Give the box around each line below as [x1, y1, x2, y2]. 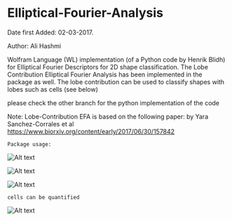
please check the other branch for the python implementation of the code [7, 98, 219, 107]
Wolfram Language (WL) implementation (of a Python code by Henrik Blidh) [7, 55, 226, 64]
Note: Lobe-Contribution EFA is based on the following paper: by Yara [7, 112, 209, 121]
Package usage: [7, 140, 52, 148]
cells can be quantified [7, 194, 80, 201]
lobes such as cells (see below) [7, 85, 98, 93]
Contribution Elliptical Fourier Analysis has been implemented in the [7, 70, 203, 79]
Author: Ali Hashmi [7, 41, 62, 50]
